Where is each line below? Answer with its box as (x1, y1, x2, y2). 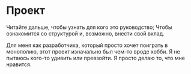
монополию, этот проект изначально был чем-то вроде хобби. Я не (6, 48, 180, 55)
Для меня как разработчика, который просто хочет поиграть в (6, 42, 168, 49)
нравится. (6, 61, 32, 68)
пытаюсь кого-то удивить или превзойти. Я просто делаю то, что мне (6, 54, 185, 61)
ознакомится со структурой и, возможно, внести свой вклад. (6, 29, 165, 37)
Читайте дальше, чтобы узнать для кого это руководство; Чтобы (6, 23, 172, 31)
